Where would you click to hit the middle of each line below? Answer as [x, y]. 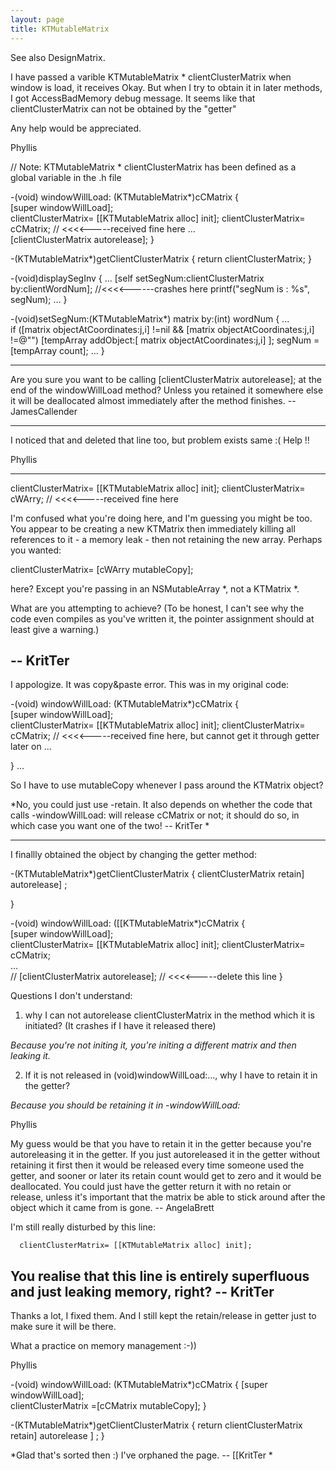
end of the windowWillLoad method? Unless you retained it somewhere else [167, 390]
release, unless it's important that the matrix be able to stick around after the [168, 1197]
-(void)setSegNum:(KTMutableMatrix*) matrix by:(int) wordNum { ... [150, 318]
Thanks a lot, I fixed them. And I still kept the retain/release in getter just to [163, 1316]
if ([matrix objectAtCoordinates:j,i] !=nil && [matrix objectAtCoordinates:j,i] [162, 329]
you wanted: [36, 550]
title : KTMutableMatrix [60, 29]
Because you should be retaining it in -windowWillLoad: [125, 1105]
